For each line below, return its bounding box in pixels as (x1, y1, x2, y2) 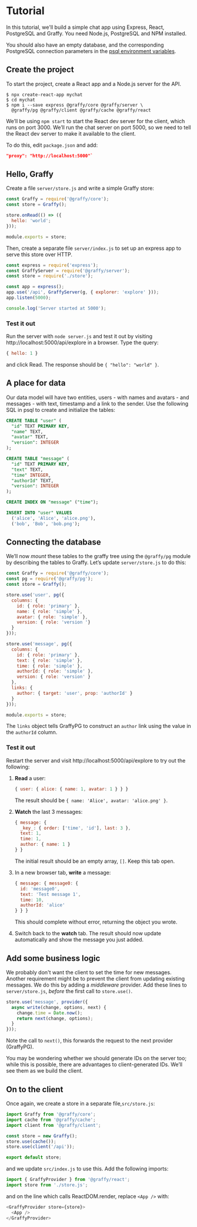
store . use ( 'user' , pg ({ (6, 592, 65, 598)
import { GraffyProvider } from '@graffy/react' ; (6, 1177, 131, 1183)
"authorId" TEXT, (11, 477, 54, 484)
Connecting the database (6, 537, 101, 547)
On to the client (6, 1084, 64, 1094)
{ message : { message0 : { (14, 880, 78, 886)
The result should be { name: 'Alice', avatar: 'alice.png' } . (14, 797, 168, 804)
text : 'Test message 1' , (20, 891, 81, 897)
